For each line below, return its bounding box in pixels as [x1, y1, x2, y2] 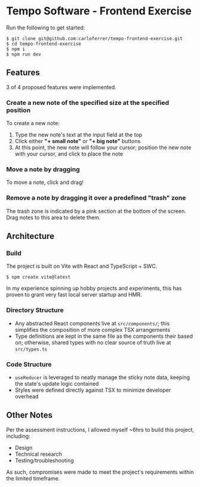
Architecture [6, 231, 55, 241]
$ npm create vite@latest [6, 274, 70, 280]
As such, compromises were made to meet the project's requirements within [6, 468, 194, 476]
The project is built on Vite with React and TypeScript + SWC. [6, 262, 158, 270]
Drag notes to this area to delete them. [6, 214, 101, 221]
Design [14, 444, 33, 451]
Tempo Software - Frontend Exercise [6, 4, 192, 18]
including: [6, 432, 31, 440]
